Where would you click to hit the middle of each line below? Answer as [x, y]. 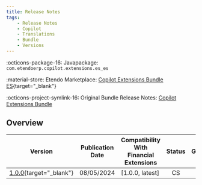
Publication [97, 147]
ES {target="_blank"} [32, 86]
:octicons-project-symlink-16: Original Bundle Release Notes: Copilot [91, 98]
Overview [25, 123]
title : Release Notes [33, 12]
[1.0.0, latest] [140, 172]
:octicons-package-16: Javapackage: [52, 62]
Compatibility [141, 140]
